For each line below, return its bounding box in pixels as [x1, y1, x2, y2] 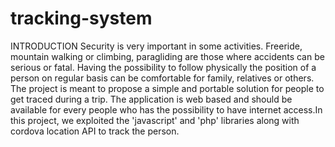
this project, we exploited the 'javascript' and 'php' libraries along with [10, 114, 300, 126]
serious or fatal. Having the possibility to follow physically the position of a [10, 61, 317, 73]
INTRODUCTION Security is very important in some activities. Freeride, [10, 40, 303, 52]
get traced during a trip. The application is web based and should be [10, 93, 293, 105]
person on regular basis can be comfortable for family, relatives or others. [10, 72, 315, 84]
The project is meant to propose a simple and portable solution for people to [10, 82, 325, 94]
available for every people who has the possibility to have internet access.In [10, 103, 323, 116]
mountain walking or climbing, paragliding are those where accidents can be [10, 50, 325, 62]
